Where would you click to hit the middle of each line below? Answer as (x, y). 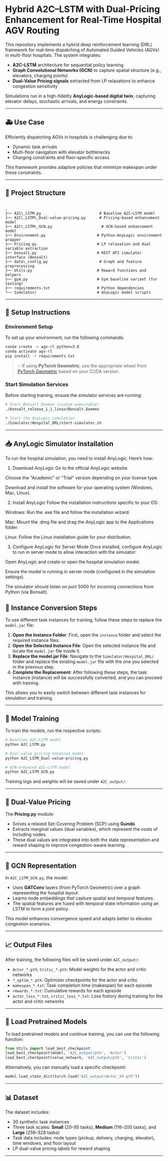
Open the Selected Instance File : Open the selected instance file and (84, 646)
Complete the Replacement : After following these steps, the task (80, 672)
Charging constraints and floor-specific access (61, 157)
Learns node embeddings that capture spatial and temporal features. (83, 898)
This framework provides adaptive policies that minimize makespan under (81, 167)
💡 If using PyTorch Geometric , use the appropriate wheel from (82, 365)
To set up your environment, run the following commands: (65, 338)
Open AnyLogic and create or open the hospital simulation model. (73, 562)
